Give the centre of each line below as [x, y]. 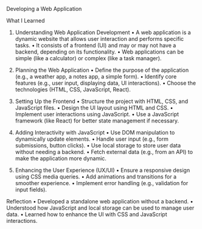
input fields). [31, 189]
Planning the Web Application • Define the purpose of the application [102, 70]
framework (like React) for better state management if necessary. [97, 121]
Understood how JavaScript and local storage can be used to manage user [100, 208]
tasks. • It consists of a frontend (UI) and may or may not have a [96, 45]
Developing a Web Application [44, 9]
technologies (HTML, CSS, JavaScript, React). [73, 90]
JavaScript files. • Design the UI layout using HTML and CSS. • [94, 108]
